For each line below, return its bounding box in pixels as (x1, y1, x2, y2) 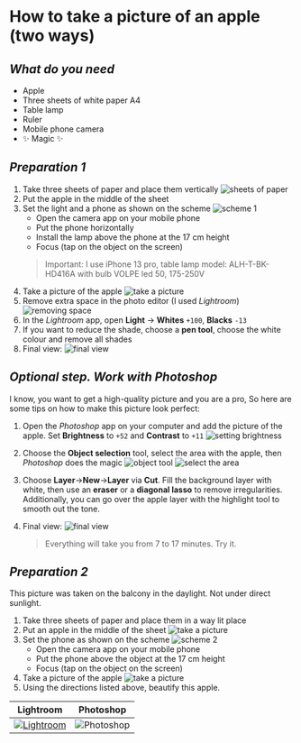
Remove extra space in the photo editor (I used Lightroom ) (22, 295, 241, 306)
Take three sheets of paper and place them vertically (22, 183, 219, 195)
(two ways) (9, 25, 96, 46)
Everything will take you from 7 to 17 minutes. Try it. (44, 538, 237, 549)
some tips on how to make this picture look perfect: (9, 403, 200, 414)
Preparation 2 (9, 564, 88, 580)
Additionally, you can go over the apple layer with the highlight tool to (22, 493, 280, 504)
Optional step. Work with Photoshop (9, 370, 218, 385)
